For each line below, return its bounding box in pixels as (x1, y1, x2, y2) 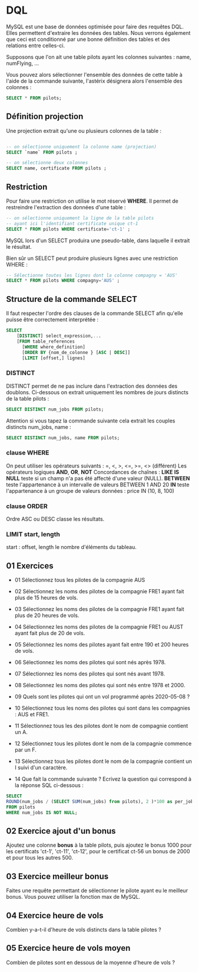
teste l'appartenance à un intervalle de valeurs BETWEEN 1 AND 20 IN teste (6, 481, 190, 488)
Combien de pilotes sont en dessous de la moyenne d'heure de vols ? (6, 958, 175, 966)
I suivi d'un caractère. (14, 764, 68, 771)
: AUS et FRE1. (14, 711, 49, 718)
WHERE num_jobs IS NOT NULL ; (6, 810, 78, 815)
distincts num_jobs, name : (6, 423, 72, 430)
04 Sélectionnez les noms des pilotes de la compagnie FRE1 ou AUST (14, 623, 184, 630)
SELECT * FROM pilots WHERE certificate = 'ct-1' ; (6, 226, 131, 232)
